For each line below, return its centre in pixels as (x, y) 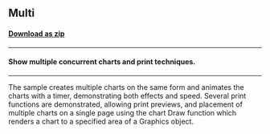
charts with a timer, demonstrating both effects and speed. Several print (127, 95)
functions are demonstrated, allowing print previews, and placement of (126, 104)
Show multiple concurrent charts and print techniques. (102, 62)
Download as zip (37, 33)
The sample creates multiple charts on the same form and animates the (126, 87)
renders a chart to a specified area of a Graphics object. (101, 121)
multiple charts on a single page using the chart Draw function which (123, 112)
